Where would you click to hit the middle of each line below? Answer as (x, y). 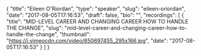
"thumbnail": (75, 34)
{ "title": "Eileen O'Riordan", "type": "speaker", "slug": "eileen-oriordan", (96, 9)
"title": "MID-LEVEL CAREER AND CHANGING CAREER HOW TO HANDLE (97, 21)
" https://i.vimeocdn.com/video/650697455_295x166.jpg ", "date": (87, 41)
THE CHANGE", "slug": (35, 28)
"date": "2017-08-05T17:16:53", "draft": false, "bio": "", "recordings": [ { (95, 15)
